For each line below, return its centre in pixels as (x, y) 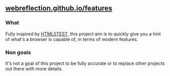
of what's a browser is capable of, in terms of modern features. (72, 39)
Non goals (18, 52)
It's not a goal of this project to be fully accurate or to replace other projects (85, 63)
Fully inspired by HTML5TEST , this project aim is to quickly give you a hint (83, 34)
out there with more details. (34, 68)
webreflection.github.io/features (59, 8)
